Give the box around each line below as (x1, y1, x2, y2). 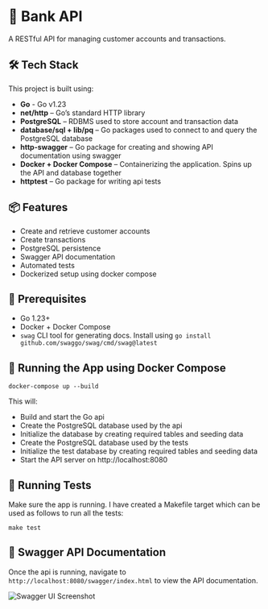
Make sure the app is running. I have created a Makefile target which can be (8, 499, 261, 509)
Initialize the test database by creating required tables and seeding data (19, 446, 258, 456)
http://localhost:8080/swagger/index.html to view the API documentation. (8, 575, 259, 585)
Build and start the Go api (19, 412, 105, 422)
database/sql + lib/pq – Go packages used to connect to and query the (19, 125, 258, 135)
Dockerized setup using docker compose (19, 269, 157, 279)
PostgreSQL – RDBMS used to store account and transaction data (19, 116, 239, 126)
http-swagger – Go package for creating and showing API (19, 142, 213, 151)
